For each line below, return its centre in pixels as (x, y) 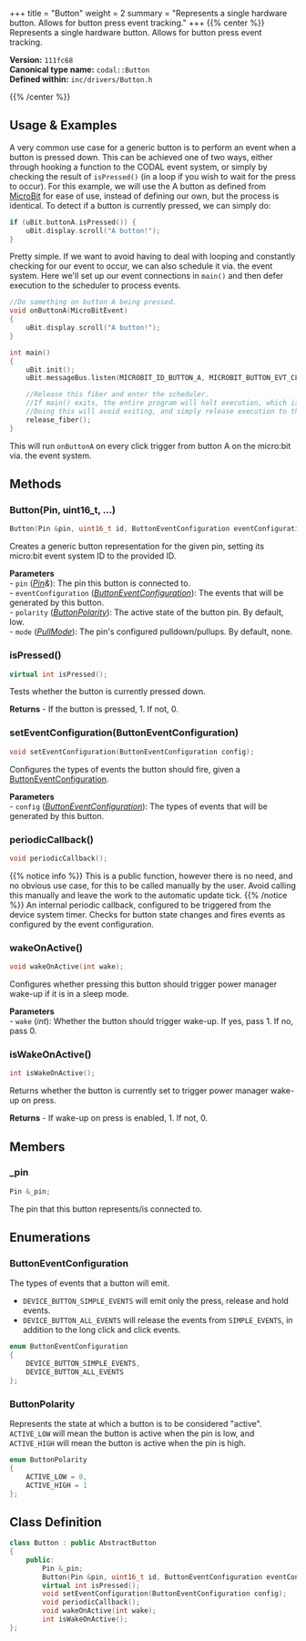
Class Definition (56, 1522)
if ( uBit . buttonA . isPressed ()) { (73, 222)
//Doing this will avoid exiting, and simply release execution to (156, 412)
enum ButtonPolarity (49, 1460)
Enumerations (50, 1238)
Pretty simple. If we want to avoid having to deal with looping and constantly (153, 256)
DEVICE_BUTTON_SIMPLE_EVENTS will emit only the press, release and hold (155, 1301)
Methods (36, 484)
